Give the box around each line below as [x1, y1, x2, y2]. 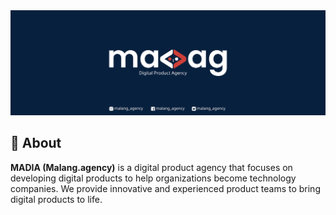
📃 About [10, 135, 62, 152]
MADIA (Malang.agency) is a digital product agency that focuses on [10, 161, 293, 173]
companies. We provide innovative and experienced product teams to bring [10, 182, 321, 194]
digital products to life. [10, 193, 103, 205]
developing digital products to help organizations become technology [10, 172, 297, 184]
